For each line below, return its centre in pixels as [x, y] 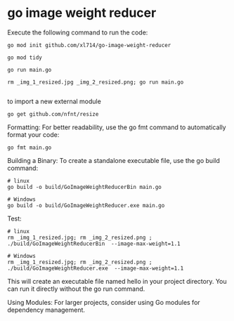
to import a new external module [54, 101]
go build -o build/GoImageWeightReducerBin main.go [84, 187]
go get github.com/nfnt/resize [53, 114]
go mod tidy [25, 58]
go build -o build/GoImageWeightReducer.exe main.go [86, 205]
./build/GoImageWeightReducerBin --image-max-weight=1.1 [94, 244]
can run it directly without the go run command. [76, 289]
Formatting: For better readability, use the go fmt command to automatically [117, 127]
